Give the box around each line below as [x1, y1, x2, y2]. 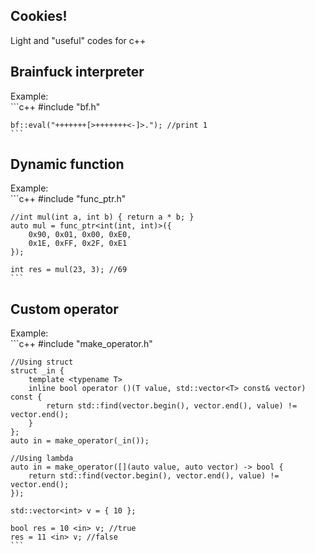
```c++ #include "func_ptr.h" [10, 193, 127, 205]
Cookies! [10, 8, 68, 25]
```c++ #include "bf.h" [10, 100, 101, 113]
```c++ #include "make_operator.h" [10, 338, 153, 350]
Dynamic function [10, 156, 125, 173]
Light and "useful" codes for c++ [10, 34, 147, 46]
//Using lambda [10, 454, 74, 464]
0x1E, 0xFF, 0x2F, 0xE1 [28, 239, 128, 249]
